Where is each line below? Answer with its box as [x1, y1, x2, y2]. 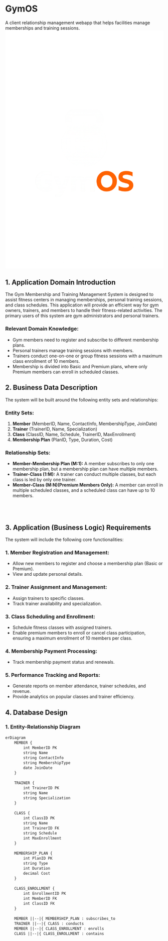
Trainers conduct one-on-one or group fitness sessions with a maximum [12, 353, 162, 359]
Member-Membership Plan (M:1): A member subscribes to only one [12, 461, 154, 467]
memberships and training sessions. [5, 25, 80, 31]
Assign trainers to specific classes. [12, 595, 85, 601]
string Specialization [23, 796, 71, 801]
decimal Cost [23, 871, 51, 876]
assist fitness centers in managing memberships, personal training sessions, [5, 297, 163, 303]
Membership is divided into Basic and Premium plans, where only [12, 363, 148, 369]
